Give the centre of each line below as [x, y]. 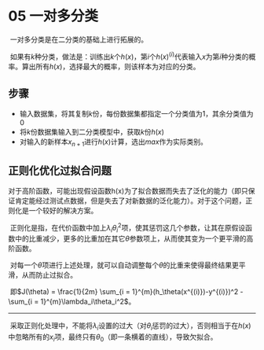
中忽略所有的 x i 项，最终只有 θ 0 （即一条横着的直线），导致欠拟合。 [113, 338]
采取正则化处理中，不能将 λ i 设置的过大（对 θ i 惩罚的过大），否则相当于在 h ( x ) [130, 327]
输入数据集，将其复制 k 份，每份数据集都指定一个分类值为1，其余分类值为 [136, 114]
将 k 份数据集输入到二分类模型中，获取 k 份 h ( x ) [92, 132]
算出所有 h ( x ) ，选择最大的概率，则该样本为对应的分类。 [111, 66]
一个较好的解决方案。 [63, 211]
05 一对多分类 [53, 16]
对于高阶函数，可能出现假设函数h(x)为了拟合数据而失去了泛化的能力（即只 [128, 191]
